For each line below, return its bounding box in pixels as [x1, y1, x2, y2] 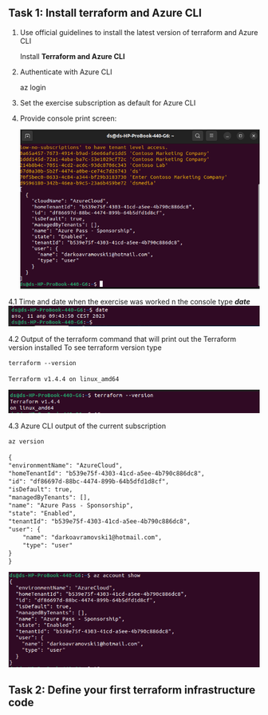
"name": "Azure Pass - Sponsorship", [8, 501, 134, 510]
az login [19, 82, 46, 92]
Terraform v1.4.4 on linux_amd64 [8, 375, 120, 383]
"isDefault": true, [8, 485, 73, 494]
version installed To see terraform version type [8, 343, 162, 352]
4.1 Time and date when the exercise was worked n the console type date [8, 296, 250, 306]
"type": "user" [22, 541, 73, 550]
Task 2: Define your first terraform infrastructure [8, 683, 256, 697]
